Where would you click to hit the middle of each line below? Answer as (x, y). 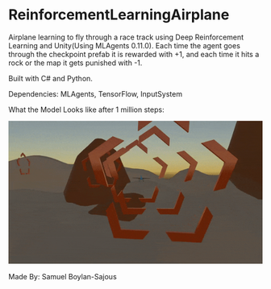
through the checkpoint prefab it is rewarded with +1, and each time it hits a (134, 54)
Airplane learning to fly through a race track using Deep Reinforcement (126, 37)
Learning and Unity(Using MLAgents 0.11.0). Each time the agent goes (124, 45)
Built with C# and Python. (50, 78)
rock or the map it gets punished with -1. (75, 63)
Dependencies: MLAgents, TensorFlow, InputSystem (96, 93)
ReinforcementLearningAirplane (119, 15)
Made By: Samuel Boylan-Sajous (63, 276)
